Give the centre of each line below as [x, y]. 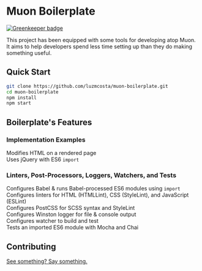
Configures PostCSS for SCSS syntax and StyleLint [71, 208]
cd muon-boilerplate [33, 92]
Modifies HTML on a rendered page [51, 153]
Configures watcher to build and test [53, 221]
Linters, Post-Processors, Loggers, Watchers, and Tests [91, 175]
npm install [21, 98]
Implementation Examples [46, 140]
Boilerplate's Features [49, 122]
